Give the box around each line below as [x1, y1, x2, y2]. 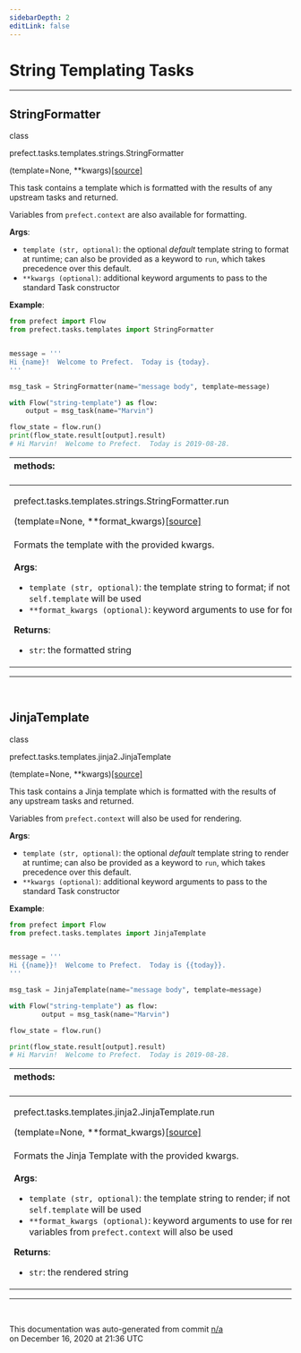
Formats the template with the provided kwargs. [13, 539, 215, 551]
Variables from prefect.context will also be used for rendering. [9, 813, 242, 823]
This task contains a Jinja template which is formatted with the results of [9, 786, 277, 797]
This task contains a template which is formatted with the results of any [9, 183, 273, 194]
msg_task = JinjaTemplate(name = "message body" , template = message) [9, 986, 262, 995]
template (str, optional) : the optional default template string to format [21, 244, 289, 255]
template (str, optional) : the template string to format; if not [29, 581, 291, 593]
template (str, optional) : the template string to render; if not [29, 1193, 291, 1205]
